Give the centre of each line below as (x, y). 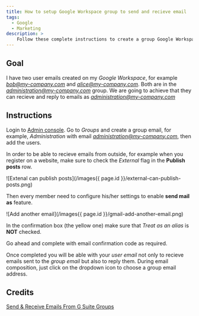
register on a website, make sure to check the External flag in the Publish (96, 160)
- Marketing (26, 28)
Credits (20, 292)
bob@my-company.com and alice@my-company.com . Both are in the (91, 84)
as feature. (19, 202)
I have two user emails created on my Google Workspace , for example (92, 77)
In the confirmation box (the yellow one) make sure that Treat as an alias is (98, 225)
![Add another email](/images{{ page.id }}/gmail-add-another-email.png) (95, 214)
